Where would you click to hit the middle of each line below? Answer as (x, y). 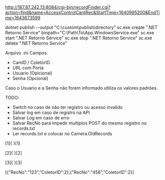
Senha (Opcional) (30, 78)
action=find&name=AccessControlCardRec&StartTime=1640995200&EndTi (82, 12)
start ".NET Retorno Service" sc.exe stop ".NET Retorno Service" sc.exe (79, 38)
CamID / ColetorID (31, 62)
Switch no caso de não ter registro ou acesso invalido (68, 107)
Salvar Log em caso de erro (41, 118)
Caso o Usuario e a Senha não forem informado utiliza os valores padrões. (82, 88)
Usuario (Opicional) (32, 73)
